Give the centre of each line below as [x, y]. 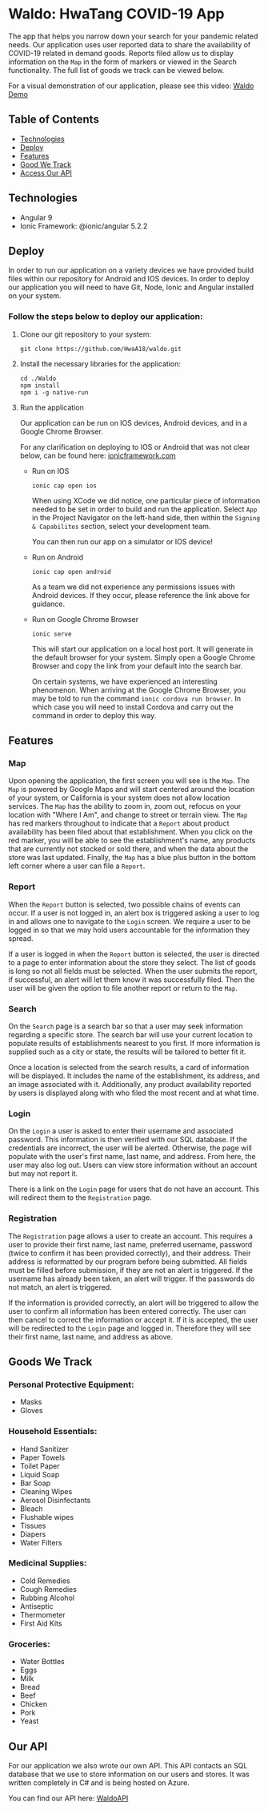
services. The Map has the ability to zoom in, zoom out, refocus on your [125, 806]
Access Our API [46, 172]
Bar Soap [35, 1483]
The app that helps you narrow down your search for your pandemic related [133, 36]
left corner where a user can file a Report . [77, 866]
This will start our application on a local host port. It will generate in [142, 648]
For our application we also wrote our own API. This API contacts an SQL [128, 1765]
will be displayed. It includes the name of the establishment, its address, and [134, 1076]
